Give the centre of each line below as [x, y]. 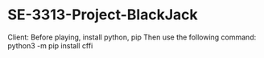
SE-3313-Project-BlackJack [103, 15]
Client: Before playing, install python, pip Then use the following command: [132, 37]
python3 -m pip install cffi [50, 45]
